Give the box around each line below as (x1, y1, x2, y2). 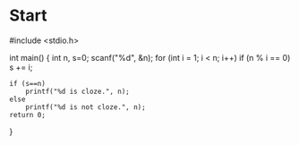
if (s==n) (9, 79, 47, 88)
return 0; (9, 110, 47, 119)
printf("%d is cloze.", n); (25, 87, 130, 96)
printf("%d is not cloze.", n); (25, 102, 146, 112)
